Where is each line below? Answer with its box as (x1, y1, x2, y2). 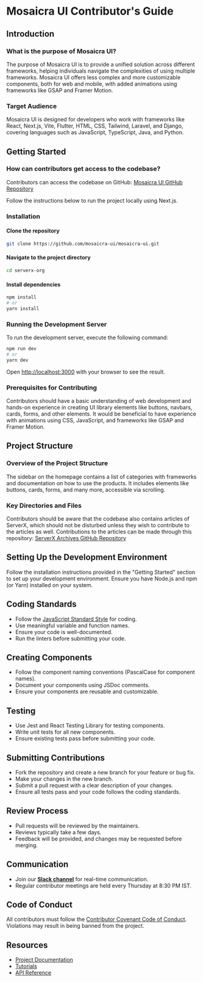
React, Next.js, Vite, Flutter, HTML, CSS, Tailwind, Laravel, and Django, (6, 122, 183, 129)
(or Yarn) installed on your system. (6, 581, 93, 588)
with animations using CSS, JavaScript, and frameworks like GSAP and (6, 416, 184, 424)
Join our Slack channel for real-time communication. (15, 875, 149, 883)
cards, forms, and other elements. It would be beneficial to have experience (6, 410, 196, 417)
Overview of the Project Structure (6, 459, 109, 468)
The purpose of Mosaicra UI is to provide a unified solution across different (6, 60, 195, 68)
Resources (6, 940, 48, 950)
